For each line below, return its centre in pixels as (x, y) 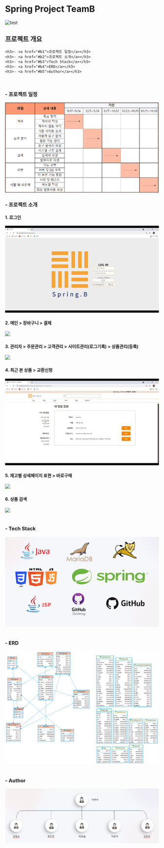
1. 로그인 (13, 217)
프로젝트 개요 (24, 39)
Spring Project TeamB (50, 9)
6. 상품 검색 (16, 499)
